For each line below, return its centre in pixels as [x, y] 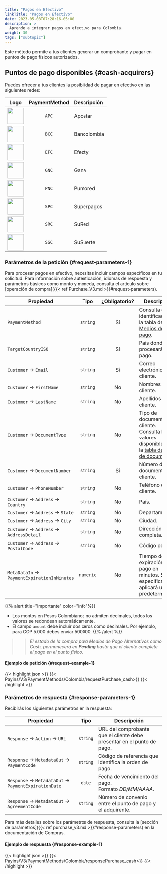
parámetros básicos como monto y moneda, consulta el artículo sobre [77, 284]
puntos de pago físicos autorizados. [42, 57]
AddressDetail [24, 535]
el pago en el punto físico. [56, 652]
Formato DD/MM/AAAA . [126, 789]
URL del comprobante [124, 729]
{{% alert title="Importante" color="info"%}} [50, 606]
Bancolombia [89, 134]
